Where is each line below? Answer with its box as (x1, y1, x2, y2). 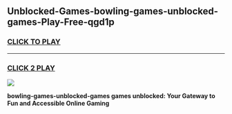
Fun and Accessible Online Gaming (7, 99, 110, 107)
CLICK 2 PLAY (7, 63, 55, 73)
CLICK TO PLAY (7, 37, 61, 47)
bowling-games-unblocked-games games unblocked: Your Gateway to (7, 91, 215, 99)
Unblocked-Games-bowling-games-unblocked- (7, 6, 219, 17)
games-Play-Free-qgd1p (7, 17, 115, 28)
